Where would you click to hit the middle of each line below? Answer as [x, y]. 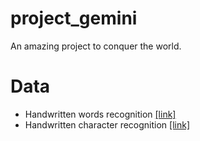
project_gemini [74, 18]
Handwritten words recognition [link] [100, 114]
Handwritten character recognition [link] [107, 124]
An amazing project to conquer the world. [96, 46]
